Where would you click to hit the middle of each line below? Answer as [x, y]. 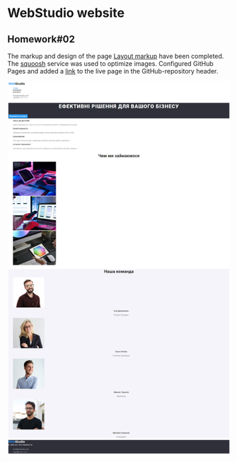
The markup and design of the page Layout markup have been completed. [116, 56]
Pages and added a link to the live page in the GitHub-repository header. [113, 71]
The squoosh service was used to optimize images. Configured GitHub [110, 64]
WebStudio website [66, 13]
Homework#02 [41, 39]
